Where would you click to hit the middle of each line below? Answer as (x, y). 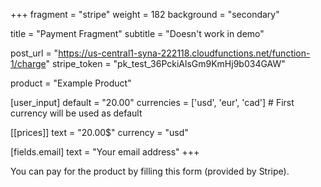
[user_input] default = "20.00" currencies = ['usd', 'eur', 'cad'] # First (152, 102)
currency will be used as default (76, 113)
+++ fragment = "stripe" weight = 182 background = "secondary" (145, 14)
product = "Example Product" (71, 83)
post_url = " (34, 53)
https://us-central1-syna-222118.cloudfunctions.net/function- (184, 53)
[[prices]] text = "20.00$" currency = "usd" (99, 132)
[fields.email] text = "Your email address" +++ (105, 152)
